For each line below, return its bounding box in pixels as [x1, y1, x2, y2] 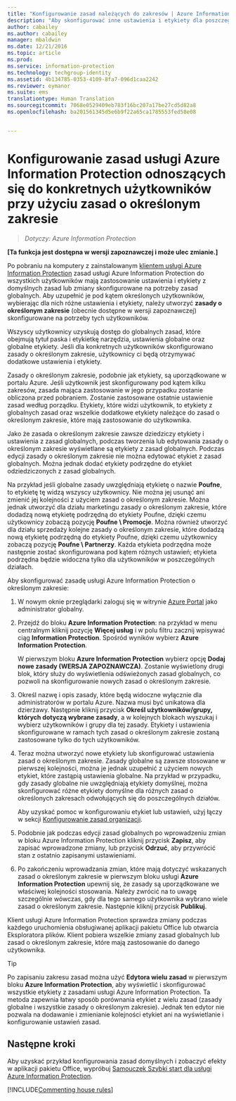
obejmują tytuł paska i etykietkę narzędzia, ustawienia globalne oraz [7, 335, 205, 343]
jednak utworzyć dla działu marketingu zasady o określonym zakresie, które [7, 502, 227, 511]
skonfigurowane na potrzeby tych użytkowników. [7, 314, 150, 322]
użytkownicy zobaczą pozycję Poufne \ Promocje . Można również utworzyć [7, 518, 228, 526]
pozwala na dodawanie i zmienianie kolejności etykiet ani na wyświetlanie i [7, 1010, 224, 1019]
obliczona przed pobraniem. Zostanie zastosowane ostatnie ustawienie [7, 393, 213, 402]
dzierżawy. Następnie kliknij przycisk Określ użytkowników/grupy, [17, 705, 213, 714]
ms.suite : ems [7, 89, 49, 96]
